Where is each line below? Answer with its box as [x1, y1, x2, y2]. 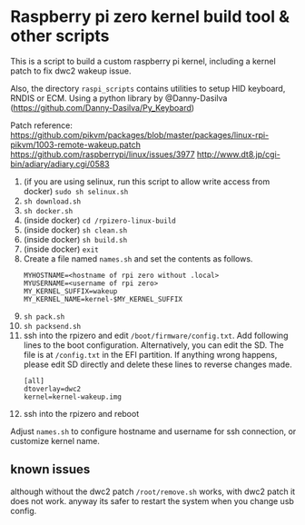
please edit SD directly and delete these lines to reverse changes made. [23, 359, 293, 370]
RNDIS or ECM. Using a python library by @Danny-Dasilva [10, 93, 228, 104]
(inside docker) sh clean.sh [23, 224, 128, 235]
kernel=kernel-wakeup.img [23, 392, 122, 401]
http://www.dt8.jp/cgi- [196, 148, 280, 160]
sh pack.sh [23, 312, 65, 322]
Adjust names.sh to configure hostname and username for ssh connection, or [10, 425, 297, 437]
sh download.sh [23, 197, 82, 206]
